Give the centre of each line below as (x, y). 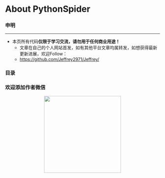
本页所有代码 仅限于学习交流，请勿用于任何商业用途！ (66, 42)
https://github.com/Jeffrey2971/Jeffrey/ (59, 59)
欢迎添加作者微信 (25, 88)
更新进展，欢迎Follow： (43, 54)
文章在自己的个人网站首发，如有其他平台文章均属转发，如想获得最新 (88, 48)
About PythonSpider (48, 9)
